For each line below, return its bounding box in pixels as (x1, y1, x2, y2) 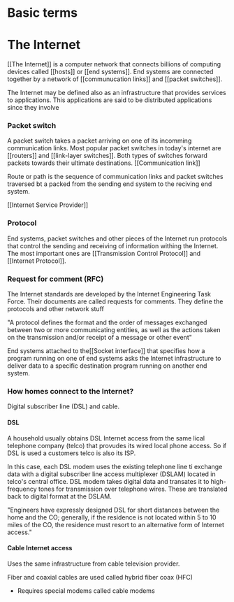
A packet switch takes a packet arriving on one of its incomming (7, 136, 192, 145)
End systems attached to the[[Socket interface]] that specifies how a (7, 347, 205, 355)
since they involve (7, 103, 59, 112)
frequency (7, 485, 37, 493)
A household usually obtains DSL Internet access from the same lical (7, 433, 205, 442)
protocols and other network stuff (7, 305, 105, 313)
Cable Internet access (7, 544, 73, 552)
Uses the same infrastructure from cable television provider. (7, 559, 180, 568)
